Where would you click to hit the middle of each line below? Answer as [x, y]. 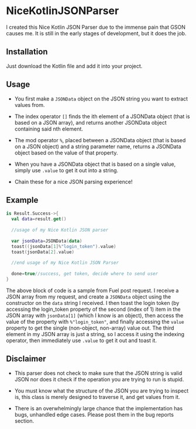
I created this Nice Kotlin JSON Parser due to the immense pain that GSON [96, 27]
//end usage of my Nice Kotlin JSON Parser [65, 263]
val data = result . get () [39, 219]
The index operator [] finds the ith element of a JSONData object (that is [102, 116]
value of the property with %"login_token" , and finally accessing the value [95, 321]
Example [22, 200]
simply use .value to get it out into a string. [66, 170]
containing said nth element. [49, 129]
